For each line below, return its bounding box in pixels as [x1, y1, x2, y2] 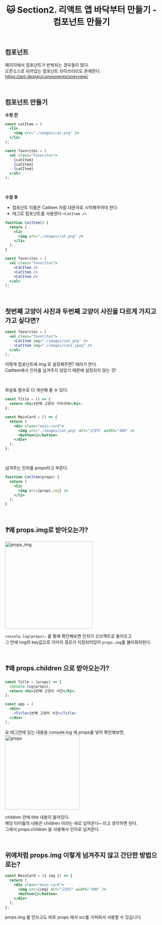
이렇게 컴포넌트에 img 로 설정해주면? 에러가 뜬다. [5, 361, 97, 367]
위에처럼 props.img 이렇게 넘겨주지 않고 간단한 [5, 851, 138, 860]
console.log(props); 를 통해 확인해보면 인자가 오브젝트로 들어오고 [5, 633, 132, 639]
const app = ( [5, 702, 34, 707]
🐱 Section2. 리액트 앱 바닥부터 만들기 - [6, 4, 157, 16]
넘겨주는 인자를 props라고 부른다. [5, 465, 69, 471]
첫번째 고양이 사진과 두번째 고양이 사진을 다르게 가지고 [5, 307, 157, 315]
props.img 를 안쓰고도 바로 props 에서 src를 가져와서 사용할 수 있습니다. [5, 914, 142, 920]
